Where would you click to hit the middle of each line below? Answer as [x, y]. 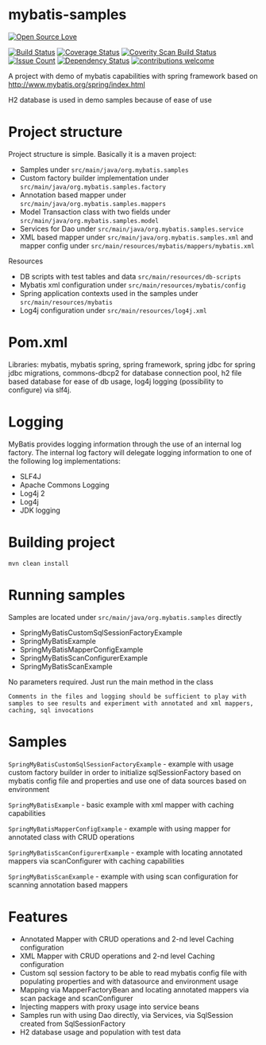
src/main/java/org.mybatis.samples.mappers [93, 204]
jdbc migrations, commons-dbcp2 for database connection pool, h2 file [125, 372]
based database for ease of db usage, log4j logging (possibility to [116, 381]
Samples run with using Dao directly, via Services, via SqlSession [126, 1015]
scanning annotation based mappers [68, 884]
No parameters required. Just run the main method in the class [111, 681]
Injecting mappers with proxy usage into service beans [110, 1006]
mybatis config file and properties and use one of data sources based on [127, 781]
